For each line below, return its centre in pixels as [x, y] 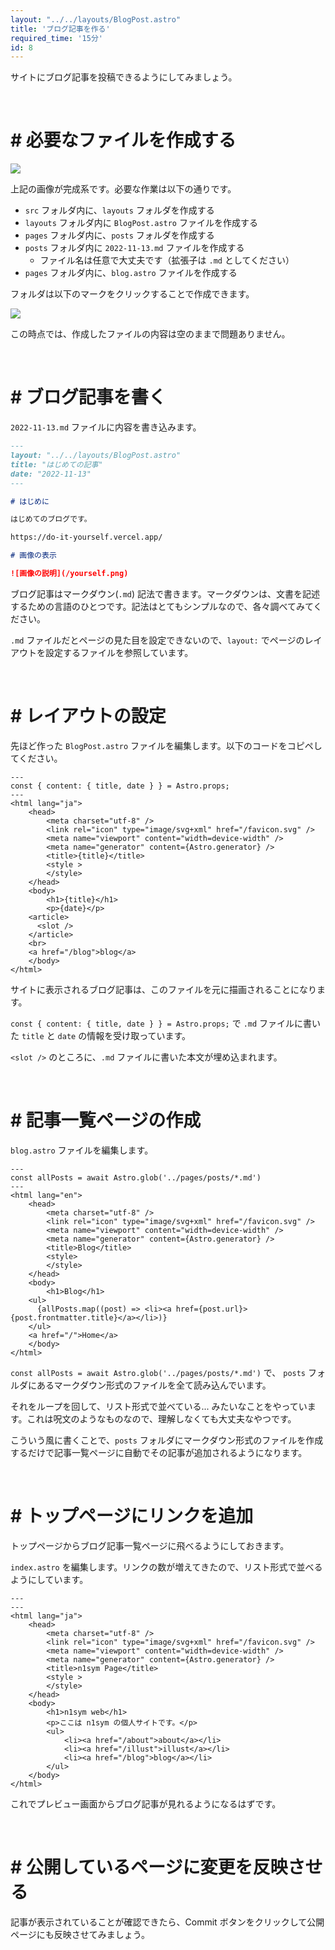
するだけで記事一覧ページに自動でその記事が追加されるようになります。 [159, 1452]
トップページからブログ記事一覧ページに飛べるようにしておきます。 [150, 1545]
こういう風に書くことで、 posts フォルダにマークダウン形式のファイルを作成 [167, 1440]
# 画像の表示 [33, 556]
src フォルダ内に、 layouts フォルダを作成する [119, 210]
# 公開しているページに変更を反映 [149, 1867]
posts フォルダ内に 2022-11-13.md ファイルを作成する [134, 248]
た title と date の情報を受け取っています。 [101, 1035]
